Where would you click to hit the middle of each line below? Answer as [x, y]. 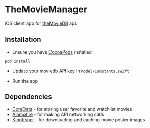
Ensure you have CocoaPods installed [52, 52]
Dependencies [28, 97]
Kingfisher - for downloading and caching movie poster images [79, 120]
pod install [17, 61]
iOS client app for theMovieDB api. [41, 23]
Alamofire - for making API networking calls [58, 114]
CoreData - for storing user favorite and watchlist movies [72, 109]
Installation [23, 40]
